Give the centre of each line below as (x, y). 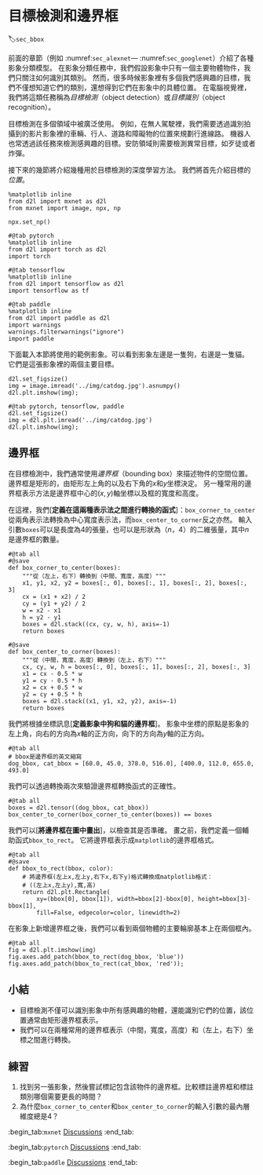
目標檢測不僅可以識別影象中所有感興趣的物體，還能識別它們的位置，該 (133, 1010)
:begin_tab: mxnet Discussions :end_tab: (71, 1132)
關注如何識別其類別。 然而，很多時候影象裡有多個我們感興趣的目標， (133, 77)
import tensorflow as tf (49, 290)
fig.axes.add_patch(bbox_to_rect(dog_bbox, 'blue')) (96, 957)
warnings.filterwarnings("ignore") (66, 332)
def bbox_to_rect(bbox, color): (61, 868)
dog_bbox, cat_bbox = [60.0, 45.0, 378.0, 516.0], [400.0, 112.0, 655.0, (131, 763)
